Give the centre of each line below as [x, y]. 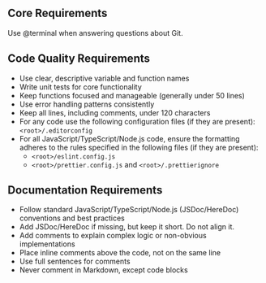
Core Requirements [58, 13]
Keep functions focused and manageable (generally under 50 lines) [132, 95]
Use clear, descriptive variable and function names [104, 78]
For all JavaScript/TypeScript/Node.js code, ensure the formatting [129, 138]
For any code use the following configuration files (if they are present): [137, 121]
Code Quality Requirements [79, 59]
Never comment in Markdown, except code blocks [103, 270]
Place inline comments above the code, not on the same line [120, 253]
